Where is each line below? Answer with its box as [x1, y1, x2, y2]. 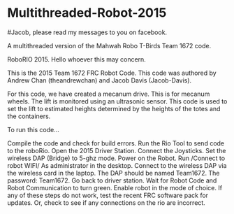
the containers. [7, 112, 51, 120]
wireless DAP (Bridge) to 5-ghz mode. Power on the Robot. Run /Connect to [7, 154, 226, 162]
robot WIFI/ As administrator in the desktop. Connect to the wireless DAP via [7, 161, 227, 169]
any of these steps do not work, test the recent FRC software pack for [7, 191, 208, 199]
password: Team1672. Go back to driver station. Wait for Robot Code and [7, 176, 217, 185]
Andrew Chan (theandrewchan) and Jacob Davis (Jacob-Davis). [7, 76, 192, 85]
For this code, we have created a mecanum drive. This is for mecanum [7, 90, 210, 98]
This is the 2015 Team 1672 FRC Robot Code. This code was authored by [7, 69, 217, 77]
